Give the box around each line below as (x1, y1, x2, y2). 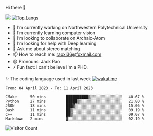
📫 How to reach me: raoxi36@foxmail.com (12, 51, 102, 57)
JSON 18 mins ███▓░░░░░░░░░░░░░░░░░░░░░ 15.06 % (5, 103, 144, 108)
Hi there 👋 (5, 5, 26, 10)
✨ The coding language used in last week (5, 76, 91, 82)
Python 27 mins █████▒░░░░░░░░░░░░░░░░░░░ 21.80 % (5, 99, 144, 104)
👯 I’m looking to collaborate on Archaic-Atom (12, 35, 105, 41)
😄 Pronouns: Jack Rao (12, 59, 60, 64)
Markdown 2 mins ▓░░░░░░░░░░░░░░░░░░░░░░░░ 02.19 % (5, 116, 144, 121)
